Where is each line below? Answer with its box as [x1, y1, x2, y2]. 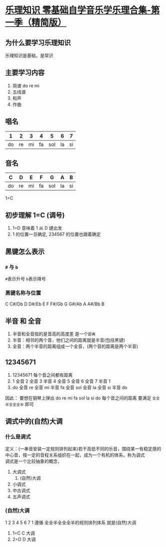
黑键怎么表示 [5, 247, 45, 256]
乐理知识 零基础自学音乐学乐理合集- [5, 4, 151, 16]
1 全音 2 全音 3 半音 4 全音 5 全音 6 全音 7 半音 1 [12, 378, 111, 384]
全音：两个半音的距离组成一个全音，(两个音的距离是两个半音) [12, 343, 139, 349]
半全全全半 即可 [5, 401, 34, 407]
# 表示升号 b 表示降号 [5, 275, 46, 281]
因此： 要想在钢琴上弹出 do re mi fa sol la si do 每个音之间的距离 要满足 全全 [5, 395, 160, 401]
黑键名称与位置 [5, 289, 41, 296]
